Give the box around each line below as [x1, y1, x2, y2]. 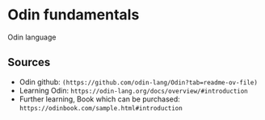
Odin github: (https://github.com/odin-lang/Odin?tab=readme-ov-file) [19, 77, 258, 86]
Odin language [7, 32, 57, 42]
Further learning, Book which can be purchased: [19, 94, 181, 104]
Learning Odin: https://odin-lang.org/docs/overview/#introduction [19, 85, 248, 95]
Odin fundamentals [7, 6, 140, 24]
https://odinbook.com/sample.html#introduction [19, 104, 183, 112]
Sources [7, 56, 51, 69]
